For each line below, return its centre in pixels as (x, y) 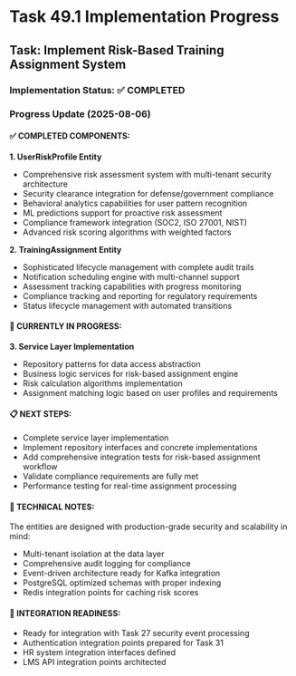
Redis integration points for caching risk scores (110, 593)
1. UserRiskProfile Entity (56, 157)
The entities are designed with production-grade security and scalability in (148, 526)
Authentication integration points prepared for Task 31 (123, 643)
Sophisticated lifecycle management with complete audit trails (138, 267)
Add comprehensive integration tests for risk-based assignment (141, 457)
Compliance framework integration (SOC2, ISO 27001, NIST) (134, 222)
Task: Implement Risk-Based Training (117, 50)
